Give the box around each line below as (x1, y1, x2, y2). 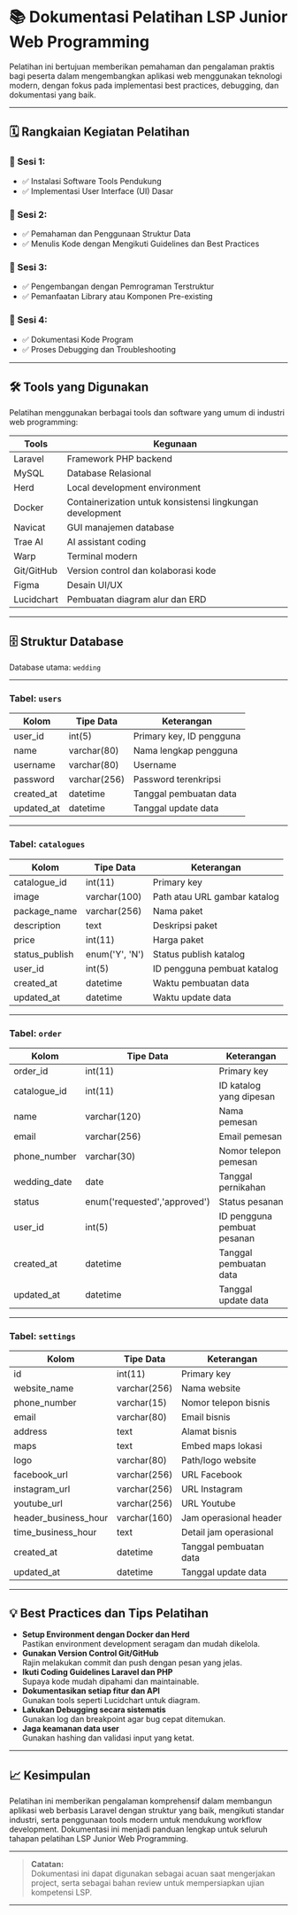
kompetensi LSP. (30, 1887, 93, 1897)
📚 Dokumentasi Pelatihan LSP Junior (9, 7, 288, 27)
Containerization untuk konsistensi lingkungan (66, 496, 259, 508)
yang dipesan (218, 1090, 276, 1103)
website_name (13, 1383, 74, 1395)
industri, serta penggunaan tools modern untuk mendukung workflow (9, 1814, 263, 1825)
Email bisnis (180, 1411, 231, 1423)
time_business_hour (13, 1526, 97, 1539)
